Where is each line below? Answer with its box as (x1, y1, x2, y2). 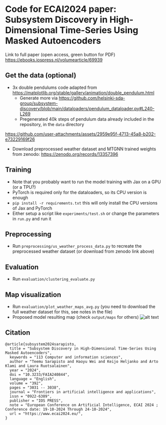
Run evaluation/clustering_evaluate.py (12, 276, 95, 282)
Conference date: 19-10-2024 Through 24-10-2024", (5, 407, 112, 412)
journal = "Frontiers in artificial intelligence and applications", (9, 389, 156, 394)
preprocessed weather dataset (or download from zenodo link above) (12, 248, 155, 254)
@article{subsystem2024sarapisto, (5, 342, 77, 347)
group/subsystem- (19, 100, 58, 106)
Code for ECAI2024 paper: (5, 3, 116, 15)
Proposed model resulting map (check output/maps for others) (12, 314, 139, 320)
